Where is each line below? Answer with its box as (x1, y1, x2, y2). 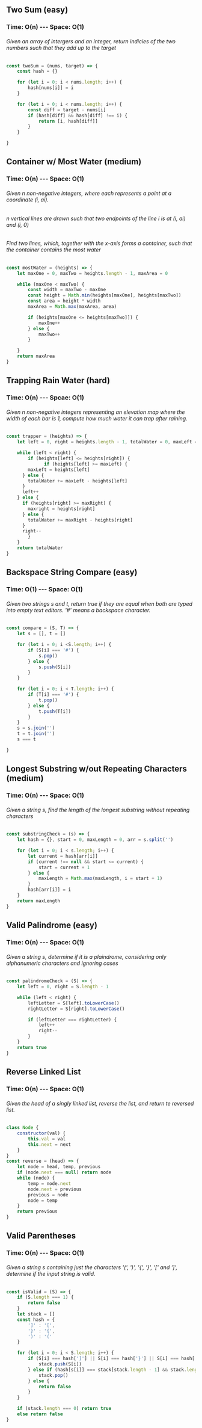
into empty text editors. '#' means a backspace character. (6, 606, 151, 614)
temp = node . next (28, 1180, 71, 1187)
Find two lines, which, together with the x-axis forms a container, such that (6, 240, 192, 247)
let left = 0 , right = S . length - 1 (17, 983, 109, 990)
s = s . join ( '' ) (17, 725, 55, 731)
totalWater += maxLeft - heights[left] (28, 478, 128, 484)
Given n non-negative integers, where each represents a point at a (6, 189, 172, 197)
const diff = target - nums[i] (28, 106, 106, 113)
